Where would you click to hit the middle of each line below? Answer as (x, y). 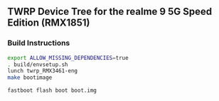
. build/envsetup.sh (38, 64)
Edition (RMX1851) (49, 23)
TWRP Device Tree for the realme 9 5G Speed (110, 12)
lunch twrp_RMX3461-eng (43, 71)
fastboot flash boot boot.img (52, 91)
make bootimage (30, 78)
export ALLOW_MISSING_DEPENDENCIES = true (68, 58)
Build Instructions (39, 43)
